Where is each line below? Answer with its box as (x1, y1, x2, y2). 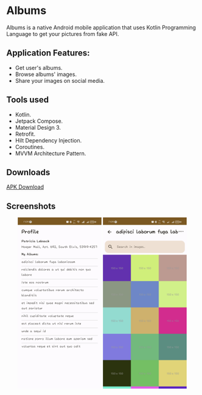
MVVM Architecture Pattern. (15, 150, 86, 157)
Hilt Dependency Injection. (15, 136, 82, 144)
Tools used (6, 95, 49, 105)
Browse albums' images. (15, 71, 77, 78)
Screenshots (6, 201, 56, 211)
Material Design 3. (15, 124, 61, 131)
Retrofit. (15, 130, 35, 138)
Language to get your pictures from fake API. (6, 30, 119, 37)
